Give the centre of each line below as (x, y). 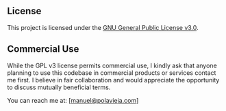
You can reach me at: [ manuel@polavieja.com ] (73, 100)
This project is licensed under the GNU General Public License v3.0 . (103, 27)
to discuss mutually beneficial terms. (59, 87)
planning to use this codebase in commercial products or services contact (112, 73)
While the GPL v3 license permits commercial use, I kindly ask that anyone (112, 65)
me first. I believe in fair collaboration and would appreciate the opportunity (113, 80)
